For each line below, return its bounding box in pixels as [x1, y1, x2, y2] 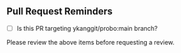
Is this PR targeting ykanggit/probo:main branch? [16, 24, 158, 32]
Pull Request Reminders [6, 6, 113, 17]
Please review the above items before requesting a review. [6, 38, 175, 46]
